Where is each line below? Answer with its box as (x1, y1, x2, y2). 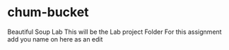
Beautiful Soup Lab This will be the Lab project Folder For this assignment (7, 27, 222, 36)
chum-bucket (7, 4, 90, 20)
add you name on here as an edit (7, 35, 103, 43)
